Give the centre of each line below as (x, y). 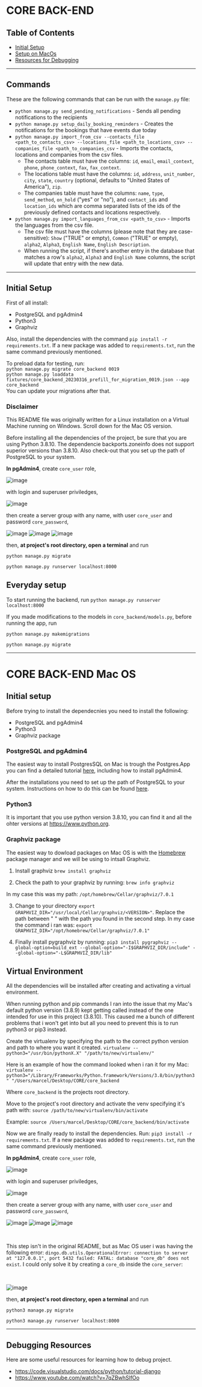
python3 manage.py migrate (40, 1310)
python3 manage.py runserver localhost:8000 (63, 1321)
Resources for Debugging (47, 60)
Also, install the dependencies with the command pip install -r (87, 339)
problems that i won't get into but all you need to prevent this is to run (92, 1023)
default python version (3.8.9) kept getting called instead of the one (90, 1010)
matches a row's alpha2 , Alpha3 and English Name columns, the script (109, 257)
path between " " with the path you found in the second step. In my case (105, 918)
